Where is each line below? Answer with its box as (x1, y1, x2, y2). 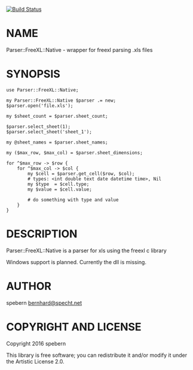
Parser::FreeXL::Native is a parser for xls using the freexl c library (6, 247, 167, 254)
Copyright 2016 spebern (6, 340, 66, 347)
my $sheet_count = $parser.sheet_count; (6, 113, 109, 119)
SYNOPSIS (6, 68, 61, 81)
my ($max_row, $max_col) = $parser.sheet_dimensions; (6, 149, 143, 155)
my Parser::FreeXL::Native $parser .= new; (6, 97, 117, 103)
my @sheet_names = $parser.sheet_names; (6, 139, 109, 145)
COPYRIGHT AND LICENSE (6, 320, 142, 334)
